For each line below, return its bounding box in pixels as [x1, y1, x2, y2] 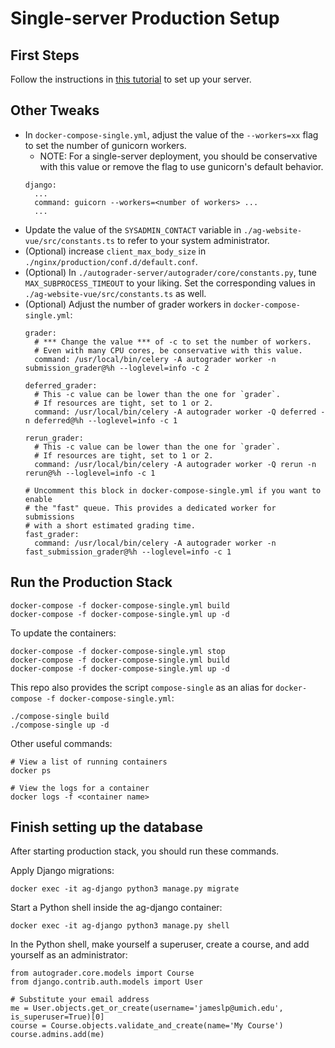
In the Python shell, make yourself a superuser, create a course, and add [10, 938, 310, 951]
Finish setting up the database [10, 819, 203, 836]
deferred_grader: [24, 380, 98, 391]
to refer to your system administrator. [116, 234, 270, 246]
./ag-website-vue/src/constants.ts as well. [24, 287, 207, 299]
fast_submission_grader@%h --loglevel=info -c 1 [24, 547, 232, 557]
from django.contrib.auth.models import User [10, 977, 203, 987]
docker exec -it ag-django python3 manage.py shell [10, 921, 230, 931]
